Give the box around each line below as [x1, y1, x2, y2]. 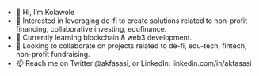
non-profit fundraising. [15, 50, 90, 59]
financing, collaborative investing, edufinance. [15, 25, 167, 33]
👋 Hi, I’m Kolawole [15, 8, 75, 17]
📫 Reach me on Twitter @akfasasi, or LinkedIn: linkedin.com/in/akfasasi [15, 59, 252, 67]
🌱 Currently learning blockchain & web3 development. [15, 32, 192, 42]
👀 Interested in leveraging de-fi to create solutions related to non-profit [15, 16, 248, 25]
